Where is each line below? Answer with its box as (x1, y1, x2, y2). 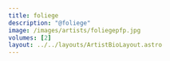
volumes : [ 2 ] (8, 33, 52, 42)
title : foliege (8, 11, 59, 20)
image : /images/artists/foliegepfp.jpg (8, 26, 141, 34)
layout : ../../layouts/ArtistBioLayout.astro (8, 41, 162, 49)
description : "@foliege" (8, 19, 91, 27)
